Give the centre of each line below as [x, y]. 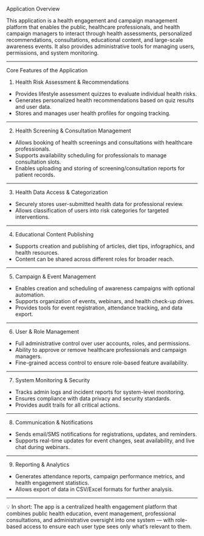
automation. [30, 295]
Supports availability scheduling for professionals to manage [91, 155]
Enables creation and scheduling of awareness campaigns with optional [105, 288]
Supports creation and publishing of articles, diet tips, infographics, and [105, 246]
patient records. [35, 175]
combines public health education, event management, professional [91, 514]
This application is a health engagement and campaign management [92, 20]
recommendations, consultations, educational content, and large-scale [95, 40]
